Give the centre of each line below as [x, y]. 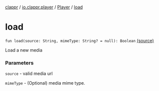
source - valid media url [29, 74]
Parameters [19, 62]
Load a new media [24, 50]
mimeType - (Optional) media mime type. [45, 83]
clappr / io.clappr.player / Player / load [44, 7]
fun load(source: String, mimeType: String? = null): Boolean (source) [79, 40]
